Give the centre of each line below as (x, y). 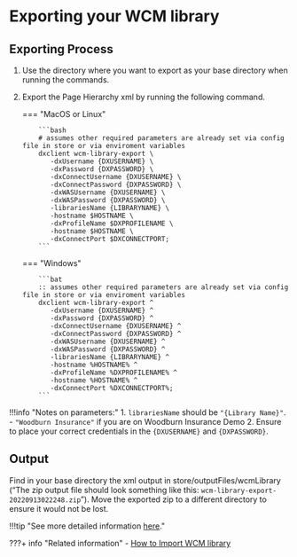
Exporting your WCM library (114, 16)
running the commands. (66, 80)
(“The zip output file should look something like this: (104, 490)
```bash (52, 130)
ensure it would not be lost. (59, 508)
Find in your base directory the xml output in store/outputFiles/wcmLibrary (145, 480)
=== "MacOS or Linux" (64, 114)
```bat (51, 279)
